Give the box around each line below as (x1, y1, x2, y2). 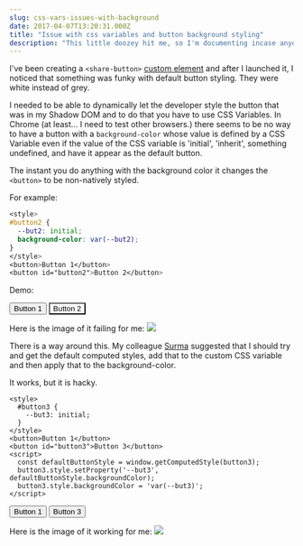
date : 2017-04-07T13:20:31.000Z (9, 22, 131, 31)
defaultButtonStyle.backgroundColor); (9, 474, 155, 483)
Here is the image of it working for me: (9, 526, 152, 537)
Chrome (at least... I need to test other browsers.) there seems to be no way (9, 119, 291, 130)
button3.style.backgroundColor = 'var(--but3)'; (17, 482, 204, 491)
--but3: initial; (25, 411, 91, 420)
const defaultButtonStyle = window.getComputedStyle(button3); (17, 458, 260, 467)
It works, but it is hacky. (9, 377, 97, 388)
